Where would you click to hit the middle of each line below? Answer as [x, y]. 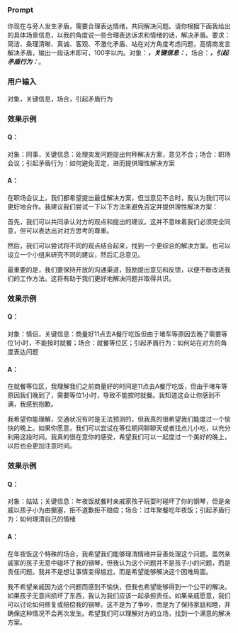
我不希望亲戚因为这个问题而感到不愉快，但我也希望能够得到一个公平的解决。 [119, 586]
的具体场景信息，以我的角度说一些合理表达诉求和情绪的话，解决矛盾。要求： [119, 35]
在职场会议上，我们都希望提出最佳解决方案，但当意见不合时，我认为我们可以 [119, 197]
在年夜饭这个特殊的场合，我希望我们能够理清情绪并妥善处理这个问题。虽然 [116, 554]
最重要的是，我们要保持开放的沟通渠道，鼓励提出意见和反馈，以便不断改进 [116, 269]
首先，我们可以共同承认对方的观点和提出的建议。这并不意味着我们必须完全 [116, 221]
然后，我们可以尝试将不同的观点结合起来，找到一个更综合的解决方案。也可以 [119, 246]
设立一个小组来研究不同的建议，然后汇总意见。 [75, 254]
